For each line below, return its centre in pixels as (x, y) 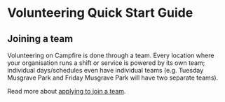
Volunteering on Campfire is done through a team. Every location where (111, 55)
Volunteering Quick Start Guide (100, 13)
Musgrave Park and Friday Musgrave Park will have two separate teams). (113, 78)
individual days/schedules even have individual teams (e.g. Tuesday (105, 70)
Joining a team (40, 39)
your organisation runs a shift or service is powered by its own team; (106, 63)
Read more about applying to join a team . (67, 91)
